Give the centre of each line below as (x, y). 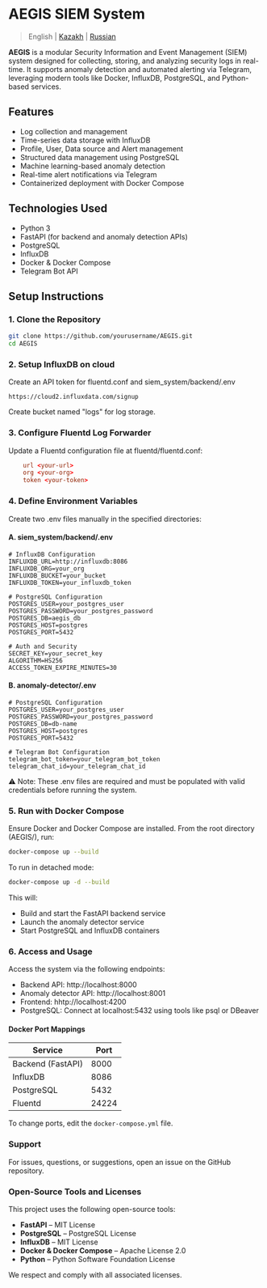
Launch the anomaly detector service (82, 922)
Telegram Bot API (49, 271)
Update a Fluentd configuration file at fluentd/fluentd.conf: (106, 451)
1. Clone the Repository (54, 319)
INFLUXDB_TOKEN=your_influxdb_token (70, 583)
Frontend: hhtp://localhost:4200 (73, 1002)
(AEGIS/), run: (31, 837)
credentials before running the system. (73, 790)
